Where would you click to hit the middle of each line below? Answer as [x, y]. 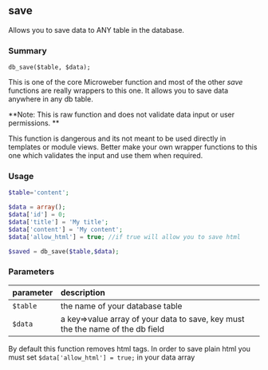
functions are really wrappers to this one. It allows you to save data [118, 91]
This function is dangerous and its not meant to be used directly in [117, 139]
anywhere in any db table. [51, 99]
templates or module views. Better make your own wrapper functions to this [133, 147]
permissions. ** [34, 123]
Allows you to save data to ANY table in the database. [97, 30]
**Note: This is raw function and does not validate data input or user [122, 115]
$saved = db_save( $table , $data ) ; [64, 251]
